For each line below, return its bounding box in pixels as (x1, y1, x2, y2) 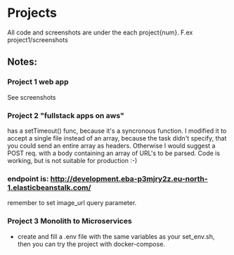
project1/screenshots (7, 35, 68, 44)
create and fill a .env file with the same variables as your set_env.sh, (17, 232, 215, 240)
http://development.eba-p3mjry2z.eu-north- (50, 174, 209, 183)
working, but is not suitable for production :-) (7, 156, 138, 164)
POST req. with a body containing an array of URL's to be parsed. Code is (7, 149, 220, 157)
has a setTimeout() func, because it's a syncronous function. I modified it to (7, 126, 227, 135)
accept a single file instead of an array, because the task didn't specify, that (7, 133, 227, 142)
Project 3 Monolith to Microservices (7, 216, 132, 226)
